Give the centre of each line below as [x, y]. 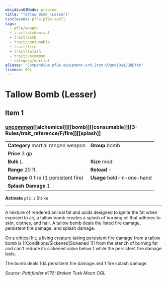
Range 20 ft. [22, 170]
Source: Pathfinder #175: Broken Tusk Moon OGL [55, 273]
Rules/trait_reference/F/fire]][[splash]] [53, 133]
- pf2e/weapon [24, 28]
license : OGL [19, 70]
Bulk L [15, 161]
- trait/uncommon [28, 56]
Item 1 [14, 113]
